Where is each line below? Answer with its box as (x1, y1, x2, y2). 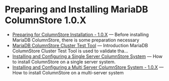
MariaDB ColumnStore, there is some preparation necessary (12, 37, 139, 43)
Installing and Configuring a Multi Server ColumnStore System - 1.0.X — (12, 64, 164, 70)
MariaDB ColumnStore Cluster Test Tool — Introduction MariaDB (12, 42, 148, 48)
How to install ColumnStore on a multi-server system (12, 69, 124, 75)
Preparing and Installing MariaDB (5, 4, 149, 15)
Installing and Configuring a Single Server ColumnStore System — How (12, 53, 163, 59)
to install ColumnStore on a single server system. (12, 58, 116, 65)
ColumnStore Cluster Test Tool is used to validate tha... (12, 48, 129, 54)
